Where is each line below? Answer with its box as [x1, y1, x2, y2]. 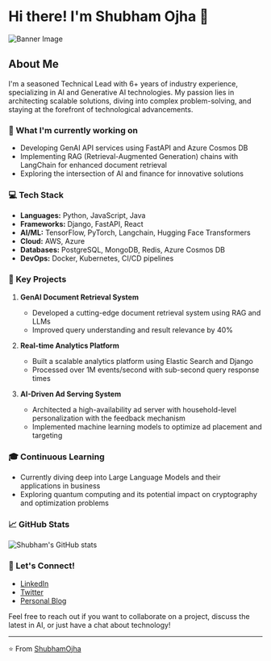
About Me [8, 57, 59, 71]
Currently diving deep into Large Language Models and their [19, 472, 221, 482]
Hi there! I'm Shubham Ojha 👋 [8, 7, 210, 26]
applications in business [19, 480, 101, 491]
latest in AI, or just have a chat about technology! [8, 620, 171, 630]
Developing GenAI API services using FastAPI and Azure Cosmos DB [19, 143, 248, 153]
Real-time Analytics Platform [19, 341, 119, 350]
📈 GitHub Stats [8, 518, 70, 529]
